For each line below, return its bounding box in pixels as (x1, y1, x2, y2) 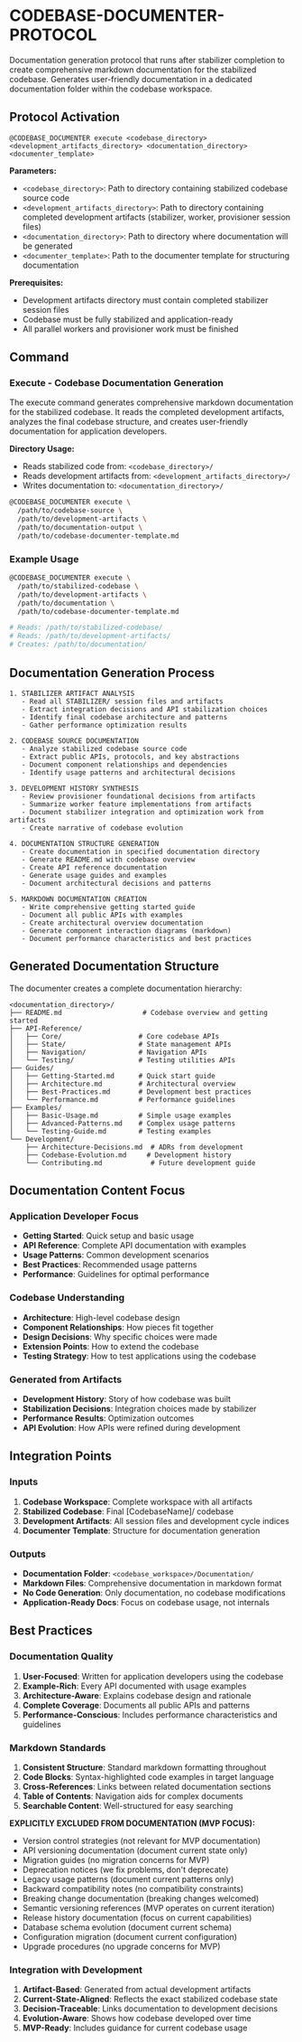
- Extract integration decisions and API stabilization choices (21, 704, 269, 714)
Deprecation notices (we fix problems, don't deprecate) (22, 1864, 229, 1875)
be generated (22, 240, 73, 251)
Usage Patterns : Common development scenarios (22, 1249, 209, 1261)
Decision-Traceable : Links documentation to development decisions (22, 2003, 278, 2014)
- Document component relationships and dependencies (21, 760, 228, 769)
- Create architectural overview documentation (21, 918, 204, 927)
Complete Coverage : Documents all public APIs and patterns (22, 1699, 251, 1710)
